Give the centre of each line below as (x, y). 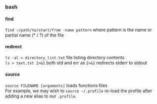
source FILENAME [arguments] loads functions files (56, 85)
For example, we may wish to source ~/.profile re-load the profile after (79, 91)
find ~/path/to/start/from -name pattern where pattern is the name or (78, 30)
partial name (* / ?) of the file (35, 35)
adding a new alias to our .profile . (41, 96)
